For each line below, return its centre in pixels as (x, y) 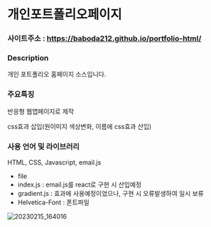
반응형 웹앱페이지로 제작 (41, 111)
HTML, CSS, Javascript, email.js (54, 162)
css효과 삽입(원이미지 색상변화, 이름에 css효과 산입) (80, 126)
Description (28, 58)
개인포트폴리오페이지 (65, 15)
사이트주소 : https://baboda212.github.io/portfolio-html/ (104, 38)
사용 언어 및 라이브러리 (44, 146)
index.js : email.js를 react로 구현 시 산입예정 (80, 184)
